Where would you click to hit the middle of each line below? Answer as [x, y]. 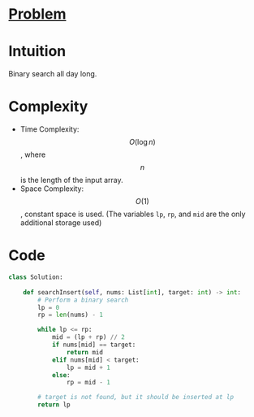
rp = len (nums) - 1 [71, 315]
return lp [54, 405]
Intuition [37, 52]
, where [33, 154]
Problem [37, 14]
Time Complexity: [50, 129]
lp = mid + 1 [88, 367]
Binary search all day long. [53, 74]
